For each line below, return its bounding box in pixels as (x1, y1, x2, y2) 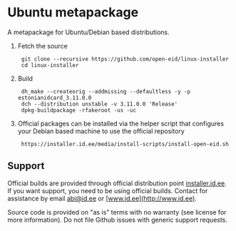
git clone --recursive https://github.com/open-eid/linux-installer (21, 55, 230, 63)
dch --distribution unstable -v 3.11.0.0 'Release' (21, 101, 178, 108)
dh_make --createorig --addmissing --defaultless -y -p (21, 88, 191, 95)
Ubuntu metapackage (7, 4, 139, 21)
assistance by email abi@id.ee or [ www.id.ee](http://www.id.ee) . (7, 194, 197, 202)
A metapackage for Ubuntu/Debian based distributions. (7, 28, 170, 36)
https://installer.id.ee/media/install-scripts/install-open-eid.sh (21, 140, 230, 148)
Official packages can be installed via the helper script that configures (17, 119, 225, 128)
